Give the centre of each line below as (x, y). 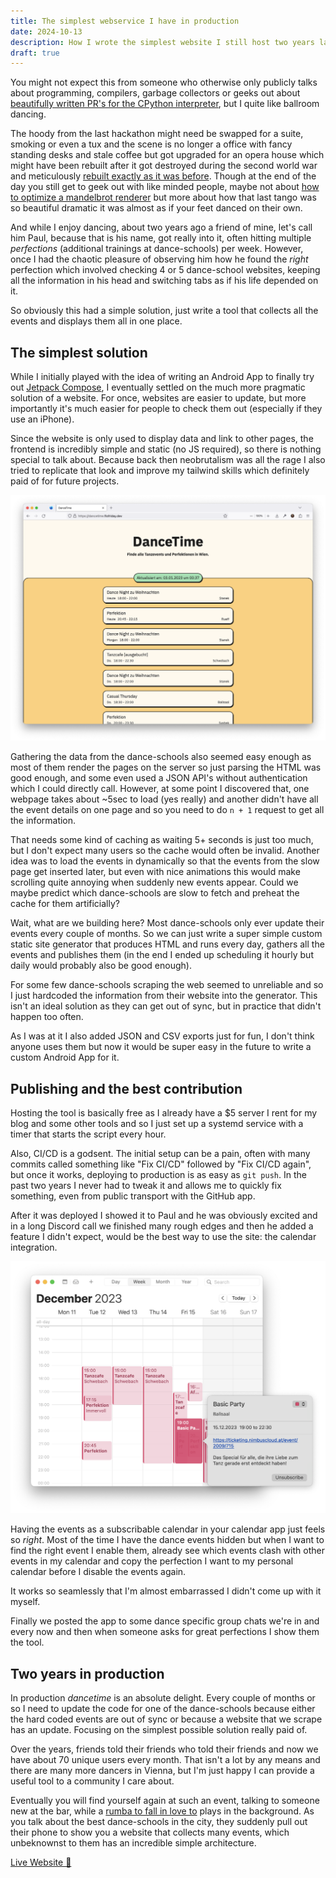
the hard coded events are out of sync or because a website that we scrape (166, 1719)
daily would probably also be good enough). (101, 966)
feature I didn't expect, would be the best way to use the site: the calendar (163, 1237)
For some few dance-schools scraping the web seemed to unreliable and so (167, 985)
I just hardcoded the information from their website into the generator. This (164, 996)
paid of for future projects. (65, 481)
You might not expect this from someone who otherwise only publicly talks (164, 82)
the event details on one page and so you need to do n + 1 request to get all (167, 810)
